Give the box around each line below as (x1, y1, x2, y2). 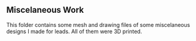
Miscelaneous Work (6, 5, 84, 15)
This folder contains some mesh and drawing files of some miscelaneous (6, 21, 191, 28)
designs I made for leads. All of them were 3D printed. (6, 28, 142, 35)
